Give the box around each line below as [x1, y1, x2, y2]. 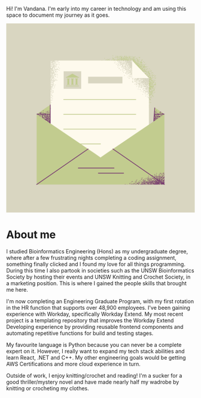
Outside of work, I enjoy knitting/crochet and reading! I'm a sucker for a [6, 372, 182, 379]
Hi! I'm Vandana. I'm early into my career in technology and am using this [6, 5, 187, 12]
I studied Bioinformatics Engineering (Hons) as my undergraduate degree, [6, 247, 188, 255]
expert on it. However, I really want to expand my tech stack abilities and [6, 348, 185, 355]
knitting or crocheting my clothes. [6, 384, 90, 392]
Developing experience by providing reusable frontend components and [6, 323, 184, 330]
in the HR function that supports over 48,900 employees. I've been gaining [6, 304, 190, 311]
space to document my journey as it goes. [6, 11, 110, 19]
